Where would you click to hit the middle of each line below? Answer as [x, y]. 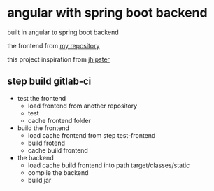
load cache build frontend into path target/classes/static [109, 165]
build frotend [46, 143]
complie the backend [58, 172]
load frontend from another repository [83, 106]
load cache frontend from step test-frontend [92, 135]
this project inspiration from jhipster [59, 59]
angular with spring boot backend [107, 13]
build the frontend [43, 128]
